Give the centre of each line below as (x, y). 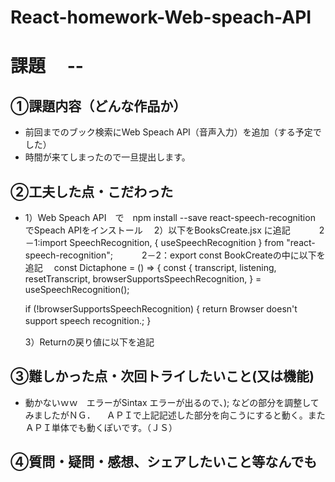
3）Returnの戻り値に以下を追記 (89, 342)
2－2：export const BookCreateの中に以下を (233, 255)
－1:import (46, 242)
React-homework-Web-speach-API (161, 17)
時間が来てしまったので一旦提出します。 (107, 157)
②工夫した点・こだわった (92, 191)
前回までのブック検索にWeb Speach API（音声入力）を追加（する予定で (173, 132)
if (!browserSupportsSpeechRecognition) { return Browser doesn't (161, 309)
